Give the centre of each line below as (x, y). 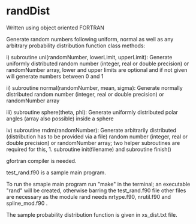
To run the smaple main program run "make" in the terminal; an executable (98, 184)
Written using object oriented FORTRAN (55, 28)
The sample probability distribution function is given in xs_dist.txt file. (92, 214)
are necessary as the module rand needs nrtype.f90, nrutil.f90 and (89, 196)
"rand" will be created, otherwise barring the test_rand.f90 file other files (96, 190)
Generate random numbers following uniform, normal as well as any (90, 39)
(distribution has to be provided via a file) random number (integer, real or (97, 137)
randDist (28, 11)
